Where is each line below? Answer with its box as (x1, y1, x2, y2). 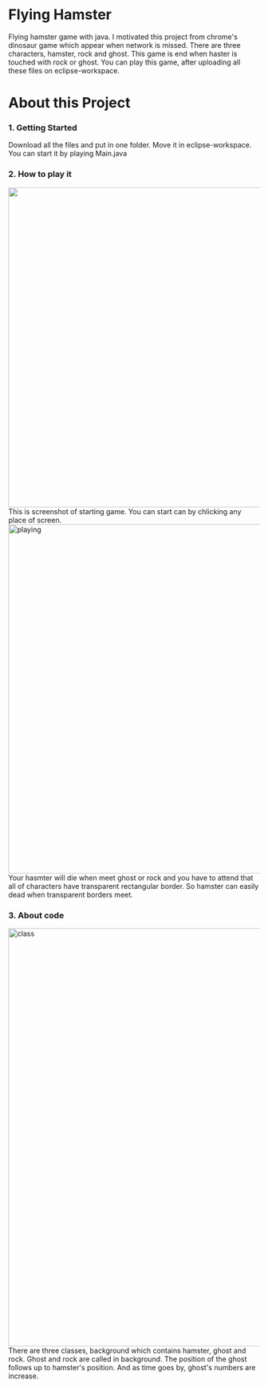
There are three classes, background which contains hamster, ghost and (8, 1346, 246, 1356)
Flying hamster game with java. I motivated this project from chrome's (8, 32, 238, 41)
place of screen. (8, 515, 62, 525)
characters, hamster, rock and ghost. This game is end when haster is (8, 49, 238, 58)
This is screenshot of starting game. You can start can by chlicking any (8, 506, 242, 516)
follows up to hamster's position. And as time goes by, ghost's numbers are (8, 1363, 256, 1373)
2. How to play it (8, 169, 72, 180)
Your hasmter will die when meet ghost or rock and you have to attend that (8, 873, 254, 882)
